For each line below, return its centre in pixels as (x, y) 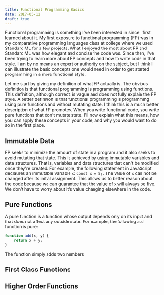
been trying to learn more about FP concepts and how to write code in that (80, 59)
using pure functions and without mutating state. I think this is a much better (82, 105)
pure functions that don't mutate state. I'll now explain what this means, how (82, 115)
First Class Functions (38, 270)
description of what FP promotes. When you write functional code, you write (82, 110)
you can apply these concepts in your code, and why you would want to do (81, 120)
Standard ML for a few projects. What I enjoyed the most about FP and (76, 48)
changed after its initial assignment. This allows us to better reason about (79, 179)
